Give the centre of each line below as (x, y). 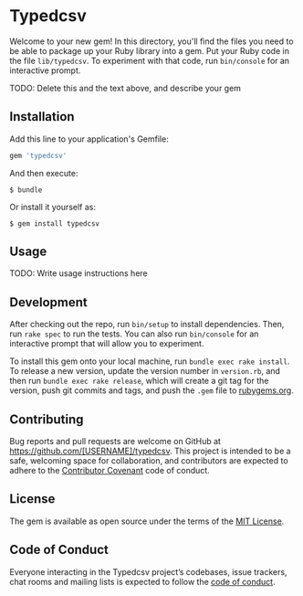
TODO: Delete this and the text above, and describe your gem (125, 88)
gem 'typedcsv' (38, 155)
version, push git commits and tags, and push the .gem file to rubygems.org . (152, 390)
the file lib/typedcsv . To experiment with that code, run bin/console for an (150, 60)
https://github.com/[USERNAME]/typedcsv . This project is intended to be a (150, 451)
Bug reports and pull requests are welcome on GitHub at (115, 442)
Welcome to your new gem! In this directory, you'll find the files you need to (151, 41)
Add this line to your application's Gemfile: (89, 139)
